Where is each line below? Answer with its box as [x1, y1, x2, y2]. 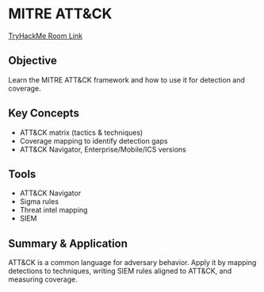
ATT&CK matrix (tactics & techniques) [19, 128, 143, 137]
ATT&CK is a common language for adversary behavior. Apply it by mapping [8, 258, 257, 267]
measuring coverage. [8, 275, 78, 284]
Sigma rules [19, 197, 59, 206]
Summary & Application [8, 236, 128, 250]
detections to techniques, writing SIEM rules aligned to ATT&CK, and [8, 267, 232, 276]
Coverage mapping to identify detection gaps [19, 136, 168, 145]
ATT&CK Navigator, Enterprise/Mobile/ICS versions [19, 144, 186, 154]
